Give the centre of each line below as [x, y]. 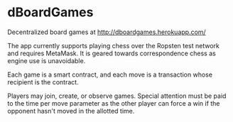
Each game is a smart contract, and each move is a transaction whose [110, 74]
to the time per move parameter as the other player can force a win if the [114, 103]
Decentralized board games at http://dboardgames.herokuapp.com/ [107, 32]
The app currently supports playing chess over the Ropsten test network [114, 45]
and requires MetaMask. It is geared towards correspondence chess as [112, 53]
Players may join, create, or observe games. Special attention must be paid [117, 96]
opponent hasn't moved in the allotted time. [71, 111]
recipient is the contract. [43, 82]
